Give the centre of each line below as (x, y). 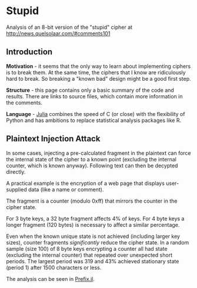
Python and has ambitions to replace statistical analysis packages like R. (94, 120)
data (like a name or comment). (66, 189)
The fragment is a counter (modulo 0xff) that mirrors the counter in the (92, 201)
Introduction (29, 52)
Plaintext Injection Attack (53, 139)
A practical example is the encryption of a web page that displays (85, 183)
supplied (17, 189)
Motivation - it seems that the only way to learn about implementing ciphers (98, 66)
